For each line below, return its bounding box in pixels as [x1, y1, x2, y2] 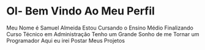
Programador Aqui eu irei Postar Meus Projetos [6, 37, 125, 44]
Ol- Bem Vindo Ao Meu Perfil [6, 4, 155, 18]
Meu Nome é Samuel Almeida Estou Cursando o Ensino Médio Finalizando [6, 24, 194, 31]
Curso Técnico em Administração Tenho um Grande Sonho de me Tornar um [6, 30, 199, 37]
